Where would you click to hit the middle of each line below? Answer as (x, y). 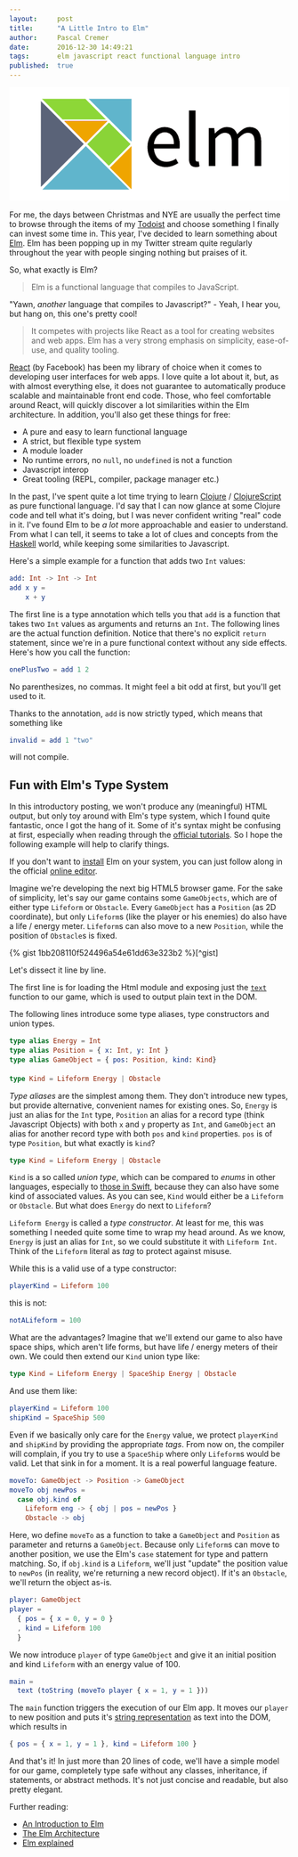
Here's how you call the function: (70, 652)
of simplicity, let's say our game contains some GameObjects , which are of (143, 898)
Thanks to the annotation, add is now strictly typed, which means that (136, 713)
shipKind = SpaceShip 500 (57, 1417)
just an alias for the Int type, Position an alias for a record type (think (137, 1114)
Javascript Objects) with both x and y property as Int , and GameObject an (142, 1124)
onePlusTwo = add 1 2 (49, 669)
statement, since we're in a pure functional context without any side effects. (148, 642)
